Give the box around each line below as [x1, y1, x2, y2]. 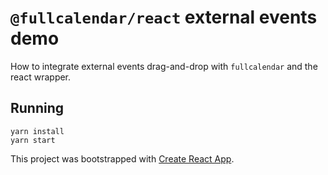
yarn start [10, 135, 56, 145]
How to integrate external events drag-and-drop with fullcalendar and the [10, 60, 318, 72]
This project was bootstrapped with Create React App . [10, 152, 235, 165]
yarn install [10, 126, 65, 136]
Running [10, 100, 65, 117]
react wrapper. [10, 71, 72, 83]
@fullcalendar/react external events [10, 6, 318, 29]
